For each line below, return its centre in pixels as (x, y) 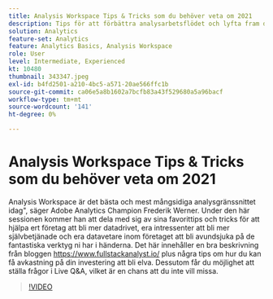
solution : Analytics (43, 31)
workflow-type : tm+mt (45, 99)
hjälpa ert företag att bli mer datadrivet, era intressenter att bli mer (119, 227)
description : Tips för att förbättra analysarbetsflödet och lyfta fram (134, 24)
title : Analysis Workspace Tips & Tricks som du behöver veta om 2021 (130, 16)
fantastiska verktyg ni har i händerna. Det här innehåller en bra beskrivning (134, 244)
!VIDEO (40, 287)
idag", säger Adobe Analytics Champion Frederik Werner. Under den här (129, 210)
